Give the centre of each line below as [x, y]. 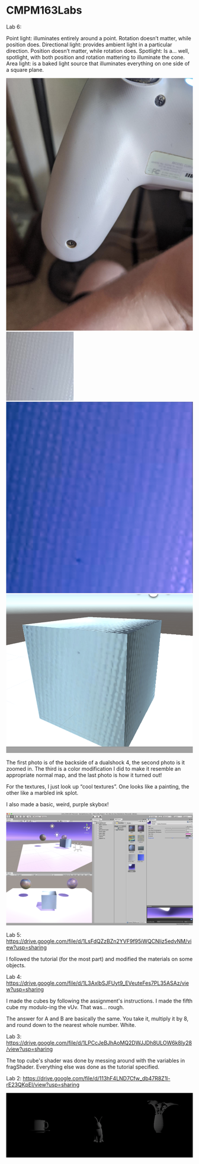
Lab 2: [14, 1078]
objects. [16, 965]
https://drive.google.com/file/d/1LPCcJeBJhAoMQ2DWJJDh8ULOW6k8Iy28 [99, 1042]
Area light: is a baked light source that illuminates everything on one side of [98, 63]
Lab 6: [14, 27]
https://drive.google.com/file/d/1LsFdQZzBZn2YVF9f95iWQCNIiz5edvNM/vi [99, 941]
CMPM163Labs [44, 10]
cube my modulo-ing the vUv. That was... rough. [65, 1007]
